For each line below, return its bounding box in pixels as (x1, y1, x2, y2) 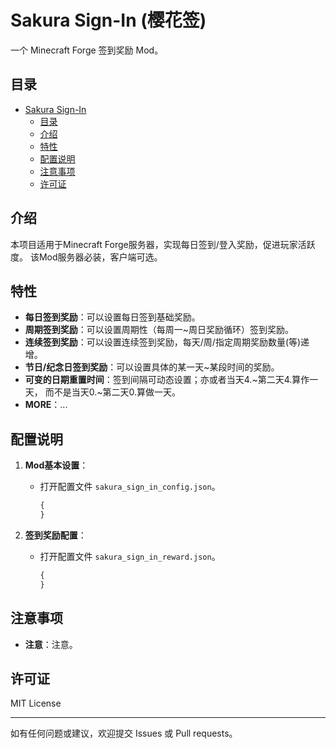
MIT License (10, 697, 62, 710)
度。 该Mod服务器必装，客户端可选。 (10, 251, 163, 263)
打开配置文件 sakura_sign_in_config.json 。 (39, 481, 221, 493)
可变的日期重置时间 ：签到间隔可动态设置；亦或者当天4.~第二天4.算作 (24, 374, 310, 386)
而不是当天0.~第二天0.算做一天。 (44, 386, 182, 398)
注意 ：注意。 (24, 638, 78, 650)
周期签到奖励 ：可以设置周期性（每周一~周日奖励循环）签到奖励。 (24, 324, 295, 336)
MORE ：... (24, 399, 68, 411)
